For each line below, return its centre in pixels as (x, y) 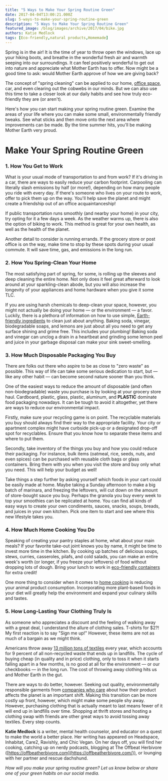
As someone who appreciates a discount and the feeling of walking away (80, 622)
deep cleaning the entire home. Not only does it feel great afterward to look (83, 279)
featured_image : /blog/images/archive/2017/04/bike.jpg (64, 29)
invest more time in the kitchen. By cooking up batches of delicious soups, (82, 551)
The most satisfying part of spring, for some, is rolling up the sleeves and (80, 273)
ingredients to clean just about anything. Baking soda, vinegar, (86, 321)
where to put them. (25, 438)
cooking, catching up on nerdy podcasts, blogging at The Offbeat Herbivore (83, 747)
